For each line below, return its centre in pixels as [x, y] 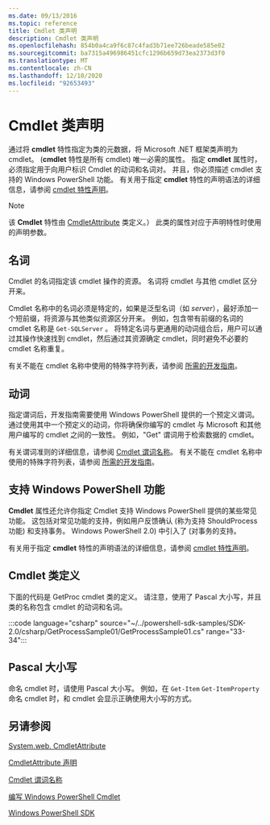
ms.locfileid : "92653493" [52, 83]
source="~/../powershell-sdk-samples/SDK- [172, 623]
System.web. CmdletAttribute [57, 746]
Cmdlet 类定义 [44, 576]
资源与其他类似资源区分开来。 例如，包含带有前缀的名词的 [147, 318]
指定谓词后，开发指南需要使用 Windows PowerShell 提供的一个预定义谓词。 [134, 415]
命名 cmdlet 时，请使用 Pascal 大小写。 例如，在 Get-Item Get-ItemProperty [134, 688]
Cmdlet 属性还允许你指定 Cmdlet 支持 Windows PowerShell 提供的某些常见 [133, 510]
